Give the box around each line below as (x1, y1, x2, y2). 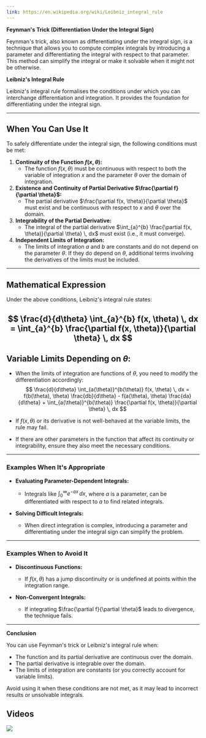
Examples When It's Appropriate (6, 463, 105, 472)
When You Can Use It (6, 124, 89, 135)
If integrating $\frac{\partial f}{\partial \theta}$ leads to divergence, (24, 605, 195, 612)
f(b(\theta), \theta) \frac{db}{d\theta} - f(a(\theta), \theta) (23, 393, 167, 400)
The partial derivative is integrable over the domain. (15, 660, 146, 667)
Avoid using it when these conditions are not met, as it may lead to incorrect (6, 684, 198, 692)
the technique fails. (24, 612, 74, 619)
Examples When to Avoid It (6, 549, 88, 558)
